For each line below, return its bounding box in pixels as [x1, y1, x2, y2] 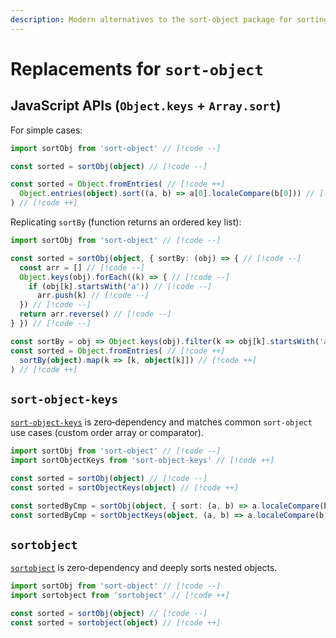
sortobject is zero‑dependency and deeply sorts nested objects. [10, 562, 278, 574]
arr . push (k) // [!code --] [36, 291, 150, 301]
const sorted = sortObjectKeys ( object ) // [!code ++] [10, 482, 240, 493]
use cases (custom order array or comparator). [10, 427, 204, 439]
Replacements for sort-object [10, 57, 264, 80]
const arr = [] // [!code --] [19, 262, 145, 273]
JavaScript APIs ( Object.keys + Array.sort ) [10, 97, 282, 115]
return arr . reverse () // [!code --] [19, 309, 172, 320]
